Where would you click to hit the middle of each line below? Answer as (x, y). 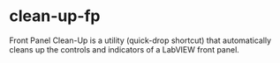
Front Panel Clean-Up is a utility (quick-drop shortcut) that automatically (140, 40)
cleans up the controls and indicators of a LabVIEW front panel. (125, 49)
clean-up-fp (55, 16)
